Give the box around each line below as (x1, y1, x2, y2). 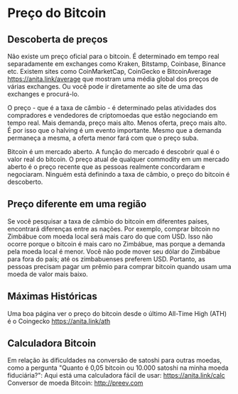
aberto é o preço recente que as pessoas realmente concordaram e (7, 163, 205, 171)
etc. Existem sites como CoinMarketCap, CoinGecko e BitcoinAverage (7, 67, 212, 75)
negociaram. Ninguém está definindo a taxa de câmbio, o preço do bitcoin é (7, 170, 230, 178)
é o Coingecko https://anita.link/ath (7, 317, 111, 325)
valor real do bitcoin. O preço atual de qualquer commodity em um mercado (7, 155, 229, 163)
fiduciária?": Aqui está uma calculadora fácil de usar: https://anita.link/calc (7, 371, 225, 380)
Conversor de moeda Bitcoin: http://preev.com (7, 378, 144, 388)
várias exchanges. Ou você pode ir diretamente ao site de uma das (7, 82, 203, 90)
